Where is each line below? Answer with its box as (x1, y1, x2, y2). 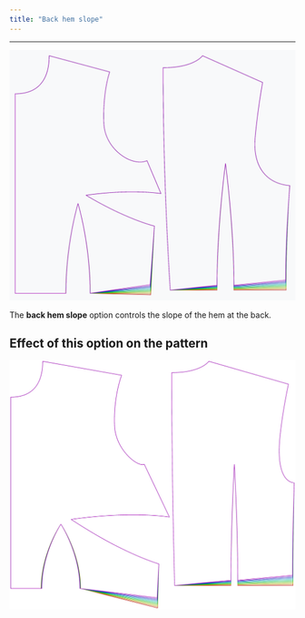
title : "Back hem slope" (9, 15, 103, 24)
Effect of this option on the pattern (9, 336, 209, 351)
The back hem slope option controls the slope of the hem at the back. (9, 309, 272, 320)
